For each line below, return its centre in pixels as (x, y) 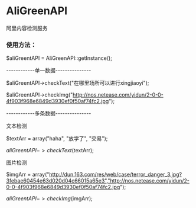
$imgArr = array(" (28, 175)
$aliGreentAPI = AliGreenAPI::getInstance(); (59, 58)
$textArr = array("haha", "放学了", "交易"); (57, 139)
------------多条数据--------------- (49, 113)
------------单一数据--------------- (49, 71)
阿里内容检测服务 (27, 28)
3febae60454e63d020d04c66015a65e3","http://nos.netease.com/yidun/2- (98, 181)
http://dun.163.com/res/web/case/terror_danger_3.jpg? (116, 175)
